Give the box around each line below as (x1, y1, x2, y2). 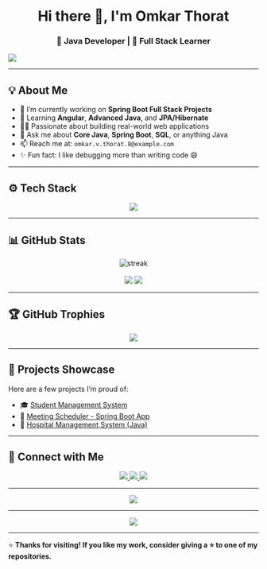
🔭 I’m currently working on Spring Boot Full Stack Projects (19, 105, 212, 114)
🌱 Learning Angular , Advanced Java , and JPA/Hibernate (19, 113, 209, 122)
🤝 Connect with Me (8, 450, 105, 463)
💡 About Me (8, 83, 68, 97)
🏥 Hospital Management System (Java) (19, 420, 149, 429)
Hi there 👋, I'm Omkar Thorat (37, 7, 230, 25)
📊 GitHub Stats (8, 234, 86, 247)
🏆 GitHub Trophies (8, 308, 106, 321)
